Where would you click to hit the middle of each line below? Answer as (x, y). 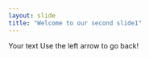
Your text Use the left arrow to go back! (74, 45)
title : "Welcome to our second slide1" (75, 23)
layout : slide (32, 15)
